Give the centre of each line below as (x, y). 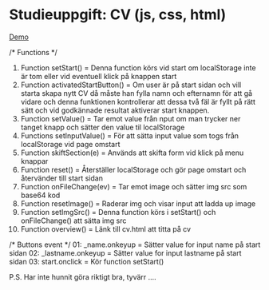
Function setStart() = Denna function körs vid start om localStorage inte (138, 68)
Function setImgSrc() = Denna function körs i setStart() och (118, 212)
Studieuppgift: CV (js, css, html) (118, 15)
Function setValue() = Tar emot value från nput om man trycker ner (131, 118)
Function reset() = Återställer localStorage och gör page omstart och (133, 169)
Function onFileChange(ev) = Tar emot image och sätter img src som (134, 186)
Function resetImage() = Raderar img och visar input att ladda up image (138, 203)
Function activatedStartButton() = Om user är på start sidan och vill (131, 85)
